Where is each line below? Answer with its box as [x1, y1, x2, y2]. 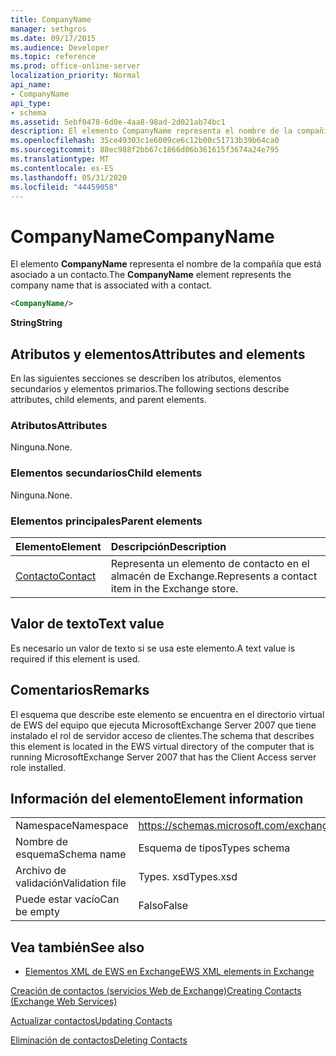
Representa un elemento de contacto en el [110, 556, 310, 570]
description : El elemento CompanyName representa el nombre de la [10, 126, 293, 136]
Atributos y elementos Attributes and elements [10, 346, 306, 363]
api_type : [10, 98, 52, 108]
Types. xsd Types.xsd [138, 870, 238, 884]
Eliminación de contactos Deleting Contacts [10, 1034, 188, 1046]
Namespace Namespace [15, 819, 129, 833]
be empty [15, 905, 61, 919]
